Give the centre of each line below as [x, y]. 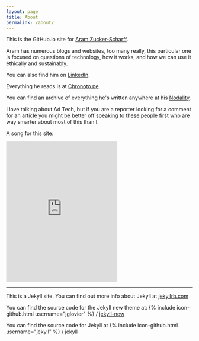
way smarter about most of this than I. [52, 122]
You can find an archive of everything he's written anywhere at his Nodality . [99, 98]
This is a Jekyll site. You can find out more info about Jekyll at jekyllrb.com [97, 296]
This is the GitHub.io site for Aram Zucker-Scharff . [67, 40]
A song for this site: [30, 133]
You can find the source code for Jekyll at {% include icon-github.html [92, 326]
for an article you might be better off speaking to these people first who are [98, 115]
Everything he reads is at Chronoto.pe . [53, 86]
